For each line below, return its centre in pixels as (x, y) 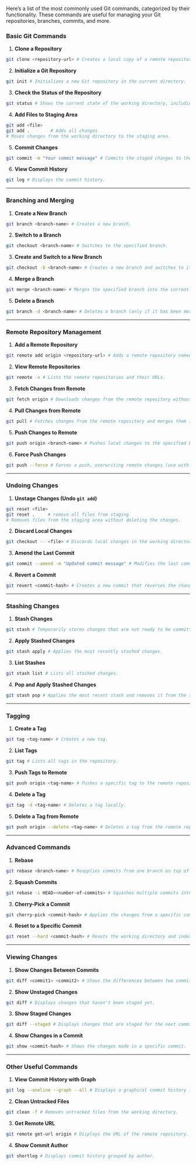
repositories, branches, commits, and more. (58, 21)
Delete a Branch (34, 301)
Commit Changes (36, 147)
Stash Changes (34, 619)
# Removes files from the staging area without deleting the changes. (94, 520)
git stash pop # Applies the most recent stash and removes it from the (96, 695)
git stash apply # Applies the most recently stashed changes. (85, 652)
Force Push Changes (40, 454)
